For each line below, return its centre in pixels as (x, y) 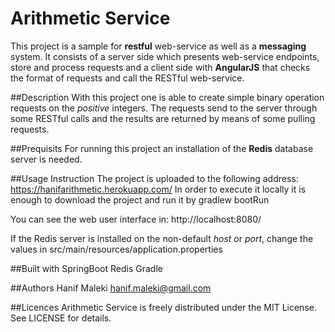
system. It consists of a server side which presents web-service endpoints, (165, 56)
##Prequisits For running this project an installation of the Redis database (162, 148)
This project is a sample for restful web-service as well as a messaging (158, 46)
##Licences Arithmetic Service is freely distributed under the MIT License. (163, 307)
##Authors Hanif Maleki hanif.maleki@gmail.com (111, 288)
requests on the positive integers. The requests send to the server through (164, 108)
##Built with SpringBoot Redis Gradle (86, 268)
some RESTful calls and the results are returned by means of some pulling (163, 118)
